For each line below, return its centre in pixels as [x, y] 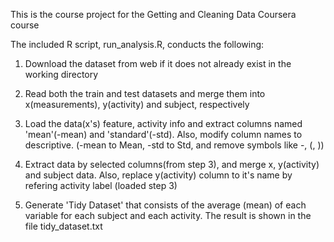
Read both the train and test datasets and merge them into [145, 93]
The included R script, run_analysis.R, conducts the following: [137, 44]
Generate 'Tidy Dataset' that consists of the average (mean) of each [165, 205]
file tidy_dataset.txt [63, 226]
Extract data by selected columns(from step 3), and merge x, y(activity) [172, 164]
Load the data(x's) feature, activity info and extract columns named [163, 123]
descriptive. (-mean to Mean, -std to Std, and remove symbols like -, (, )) [174, 145]
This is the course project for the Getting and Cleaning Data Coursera [153, 14]
